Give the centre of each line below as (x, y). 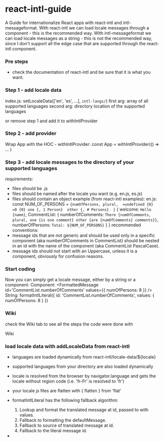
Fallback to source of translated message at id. (67, 425)
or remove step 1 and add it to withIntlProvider (51, 121)
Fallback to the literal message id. (53, 431)
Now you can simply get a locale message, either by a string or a (70, 280)
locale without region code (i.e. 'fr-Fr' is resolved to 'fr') (68, 381)
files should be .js (30, 189)
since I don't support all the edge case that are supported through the (75, 43)
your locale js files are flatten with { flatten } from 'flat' (67, 391)
